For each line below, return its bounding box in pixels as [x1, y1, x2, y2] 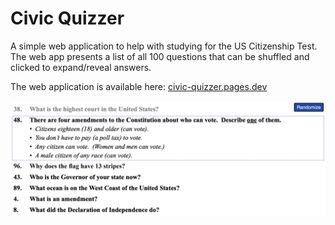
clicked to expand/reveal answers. [10, 61, 152, 73]
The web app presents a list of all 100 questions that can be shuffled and [10, 50, 310, 62]
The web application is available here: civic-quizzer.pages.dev [10, 80, 268, 92]
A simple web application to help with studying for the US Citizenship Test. [10, 40, 318, 52]
